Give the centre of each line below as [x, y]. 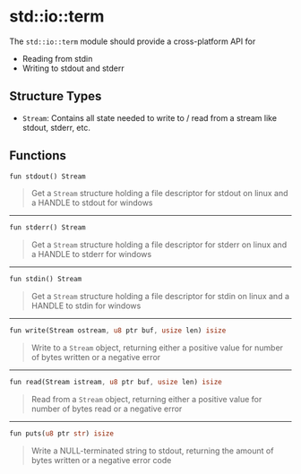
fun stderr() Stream [48, 228]
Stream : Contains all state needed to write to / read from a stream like [150, 117]
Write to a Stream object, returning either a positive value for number [157, 348]
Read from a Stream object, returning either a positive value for [146, 399]
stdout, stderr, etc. [56, 127]
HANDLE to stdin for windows [86, 306]
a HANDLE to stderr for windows [91, 254]
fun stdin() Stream [46, 280]
